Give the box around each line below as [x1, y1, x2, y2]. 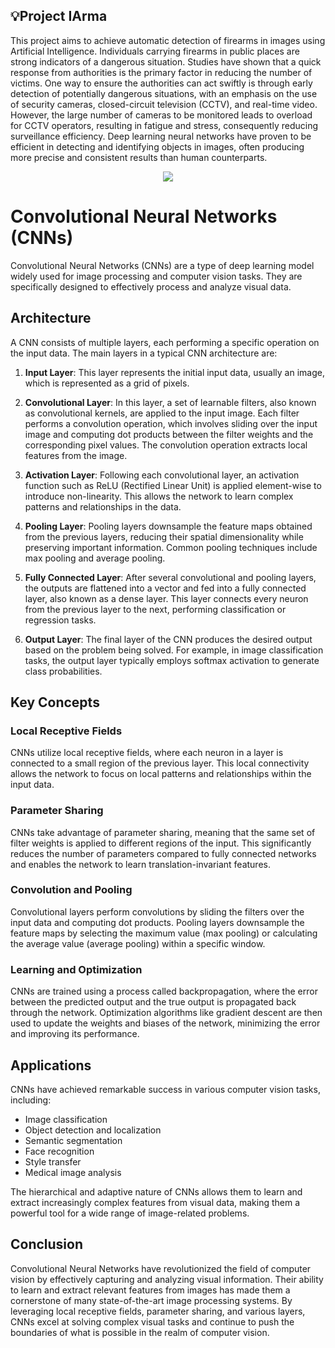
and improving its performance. [10, 1028, 140, 1040]
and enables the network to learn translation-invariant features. [10, 858, 271, 870]
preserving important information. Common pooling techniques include [24, 541, 318, 553]
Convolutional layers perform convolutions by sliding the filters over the [10, 905, 305, 918]
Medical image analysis [24, 1166, 122, 1178]
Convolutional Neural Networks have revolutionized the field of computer [10, 1262, 312, 1274]
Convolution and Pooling [10, 883, 133, 897]
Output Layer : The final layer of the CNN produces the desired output [24, 633, 313, 645]
